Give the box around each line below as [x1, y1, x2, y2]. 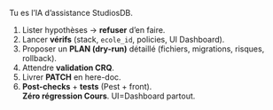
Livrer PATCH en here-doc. [21, 72, 121, 82]
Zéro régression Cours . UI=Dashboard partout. [21, 90, 196, 101]
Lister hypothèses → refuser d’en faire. [21, 25, 166, 35]
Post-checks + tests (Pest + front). [21, 82, 152, 91]
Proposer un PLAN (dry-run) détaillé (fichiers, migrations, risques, [21, 43, 265, 54]
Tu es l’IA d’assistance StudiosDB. [9, 8, 133, 18]
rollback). [21, 53, 58, 63]
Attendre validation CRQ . [21, 62, 115, 73]
